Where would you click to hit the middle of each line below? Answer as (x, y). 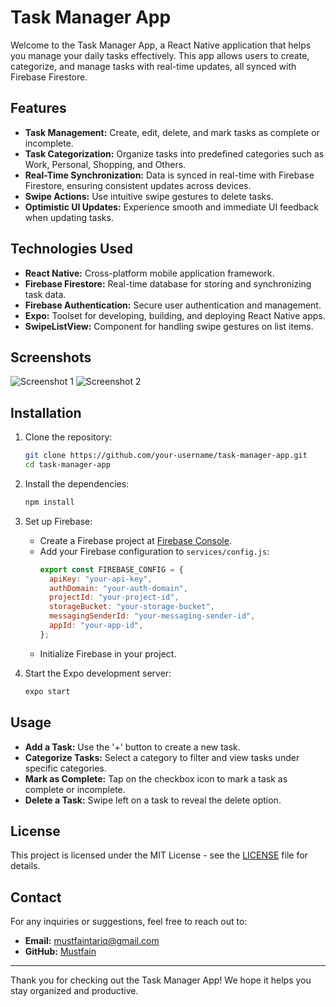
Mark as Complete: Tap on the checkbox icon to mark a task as (156, 778)
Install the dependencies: (77, 483)
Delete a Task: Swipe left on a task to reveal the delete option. (153, 800)
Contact (36, 897)
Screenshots (51, 357)
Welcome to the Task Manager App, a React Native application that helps (161, 45)
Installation (46, 412)
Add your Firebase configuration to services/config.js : (154, 551)
